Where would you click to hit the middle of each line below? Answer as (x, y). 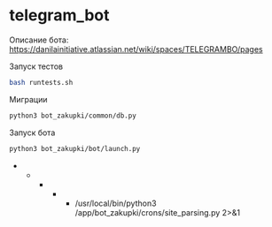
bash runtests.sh (41, 82)
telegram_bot (59, 15)
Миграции (28, 99)
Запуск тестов (36, 66)
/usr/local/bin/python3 (116, 203)
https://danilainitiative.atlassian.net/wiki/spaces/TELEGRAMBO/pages (136, 49)
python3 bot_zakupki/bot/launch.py (75, 148)
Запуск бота (32, 132)
